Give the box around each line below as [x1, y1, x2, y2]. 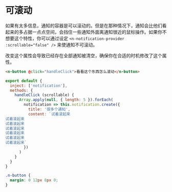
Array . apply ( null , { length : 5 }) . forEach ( [18, 98, 114, 103]
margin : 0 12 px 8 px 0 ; [10, 178, 58, 183]
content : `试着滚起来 [28, 111, 71, 116]
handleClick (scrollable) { [14, 92, 74, 98]
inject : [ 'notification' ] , [10, 83, 68, 88]
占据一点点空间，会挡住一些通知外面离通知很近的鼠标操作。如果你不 [23, 29, 167, 35]
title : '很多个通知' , [28, 107, 71, 112]
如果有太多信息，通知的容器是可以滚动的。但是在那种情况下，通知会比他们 [5, 22, 162, 29]
